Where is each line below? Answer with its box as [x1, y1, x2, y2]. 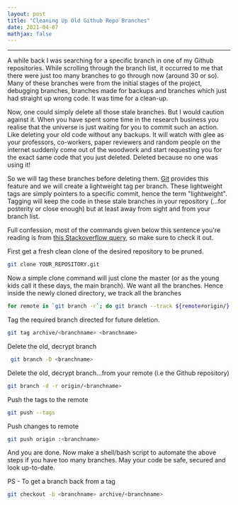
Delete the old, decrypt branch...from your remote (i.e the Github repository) [7, 369, 230, 377]
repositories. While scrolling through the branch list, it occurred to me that [7, 64, 223, 72]
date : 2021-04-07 [7, 23, 59, 31]
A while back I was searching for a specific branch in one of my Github [7, 56, 214, 65]
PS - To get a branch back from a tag [7, 477, 115, 486]
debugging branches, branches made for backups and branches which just [7, 87, 227, 95]
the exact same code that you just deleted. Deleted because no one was [7, 153, 218, 162]
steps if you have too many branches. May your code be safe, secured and [7, 456, 226, 465]
